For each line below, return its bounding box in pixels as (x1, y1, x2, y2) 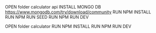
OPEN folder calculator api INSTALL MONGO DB (5, 4, 101, 10)
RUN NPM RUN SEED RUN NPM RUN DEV (5, 14, 89, 20)
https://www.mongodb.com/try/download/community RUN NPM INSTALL (5, 9, 151, 15)
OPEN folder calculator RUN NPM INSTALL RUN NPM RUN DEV (5, 23, 132, 29)
